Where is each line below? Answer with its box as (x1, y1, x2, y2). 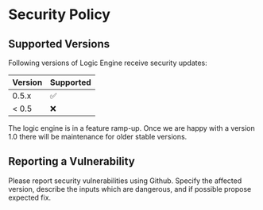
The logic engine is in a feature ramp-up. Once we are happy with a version (8, 124, 256, 132)
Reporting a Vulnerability (8, 155, 135, 168)
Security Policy (8, 6, 111, 24)
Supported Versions (8, 37, 110, 51)
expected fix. (8, 193, 52, 202)
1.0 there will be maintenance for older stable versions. (8, 132, 188, 141)
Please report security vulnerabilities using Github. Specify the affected (8, 176, 242, 185)
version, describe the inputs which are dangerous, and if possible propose (8, 184, 252, 193)
